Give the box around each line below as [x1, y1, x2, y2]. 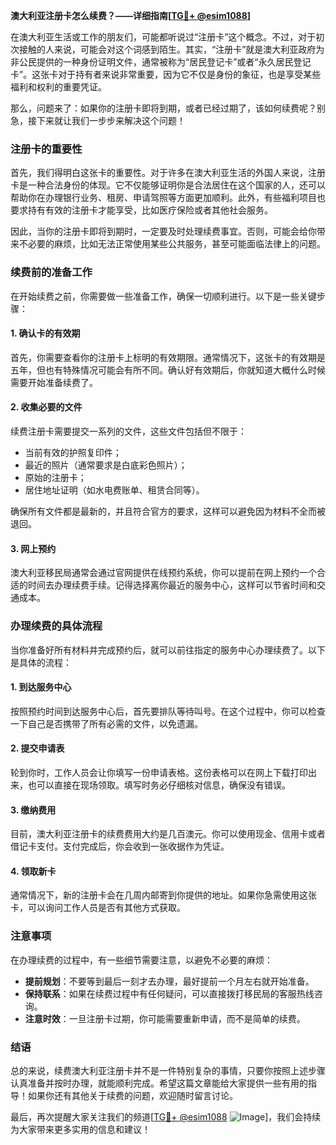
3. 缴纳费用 [10, 804, 57, 816]
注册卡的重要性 [10, 142, 83, 156]
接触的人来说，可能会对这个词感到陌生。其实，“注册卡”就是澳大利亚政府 [18, 44, 317, 55]
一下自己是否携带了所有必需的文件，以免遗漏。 [10, 717, 203, 729]
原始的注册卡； [24, 472, 87, 483]
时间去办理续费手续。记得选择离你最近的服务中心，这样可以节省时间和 [27, 579, 317, 591]
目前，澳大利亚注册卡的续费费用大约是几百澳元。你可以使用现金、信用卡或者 [10, 828, 326, 840]
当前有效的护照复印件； [24, 447, 122, 458]
